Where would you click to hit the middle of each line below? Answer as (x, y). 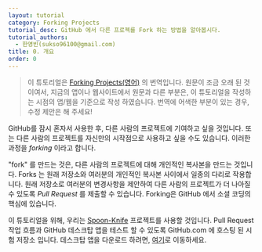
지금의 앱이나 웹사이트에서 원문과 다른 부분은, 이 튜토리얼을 (140, 92)
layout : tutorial (36, 15)
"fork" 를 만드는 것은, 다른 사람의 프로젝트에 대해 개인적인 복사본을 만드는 (120, 164)
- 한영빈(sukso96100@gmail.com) (65, 45)
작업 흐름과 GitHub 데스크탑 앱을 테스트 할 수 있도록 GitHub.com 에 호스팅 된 (126, 230)
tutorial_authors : (38, 37)
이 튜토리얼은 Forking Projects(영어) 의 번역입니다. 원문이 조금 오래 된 (135, 82)
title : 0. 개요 (31, 52)
